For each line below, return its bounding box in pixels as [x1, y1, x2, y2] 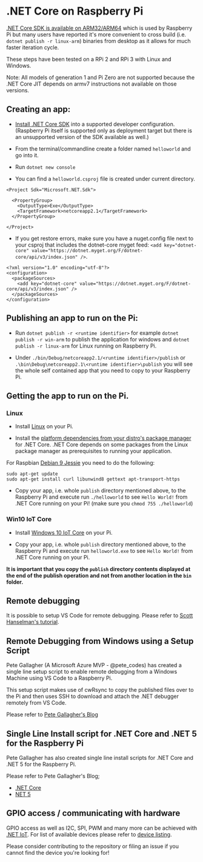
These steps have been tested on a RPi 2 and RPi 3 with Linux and [6, 55, 171, 63]
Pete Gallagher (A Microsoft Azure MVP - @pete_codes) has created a [6, 662, 182, 669]
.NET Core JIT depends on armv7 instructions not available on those [6, 80, 177, 87]
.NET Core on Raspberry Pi [6, 4, 144, 18]
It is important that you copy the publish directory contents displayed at [6, 565, 191, 572]
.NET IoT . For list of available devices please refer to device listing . [6, 830, 172, 838]
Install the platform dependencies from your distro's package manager [15, 434, 191, 442]
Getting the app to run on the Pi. [6, 391, 129, 401]
